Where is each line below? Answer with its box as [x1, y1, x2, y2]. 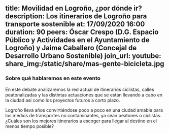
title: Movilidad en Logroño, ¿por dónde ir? [5, 4, 142, 13]
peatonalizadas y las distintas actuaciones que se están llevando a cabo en [5, 91, 163, 98]
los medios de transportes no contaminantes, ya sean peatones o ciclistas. [5, 112, 161, 118]
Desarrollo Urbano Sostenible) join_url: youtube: [5, 52, 161, 60]
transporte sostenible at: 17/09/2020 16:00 [5, 20, 145, 28]
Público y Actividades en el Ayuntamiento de [5, 36, 150, 45]
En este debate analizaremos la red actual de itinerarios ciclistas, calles [5, 86, 154, 92]
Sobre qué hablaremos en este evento [5, 75, 100, 82]
